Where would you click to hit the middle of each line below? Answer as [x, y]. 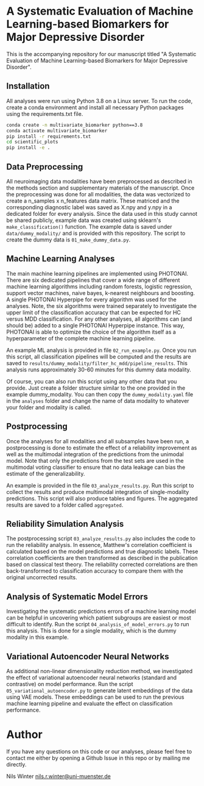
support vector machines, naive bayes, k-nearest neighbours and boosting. [101, 293]
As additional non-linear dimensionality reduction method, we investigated [100, 671]
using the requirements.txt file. [45, 113]
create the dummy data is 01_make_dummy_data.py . [69, 240]
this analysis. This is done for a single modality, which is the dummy [91, 631]
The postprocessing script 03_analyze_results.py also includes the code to [101, 538]
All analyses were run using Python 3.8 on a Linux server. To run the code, [100, 101]
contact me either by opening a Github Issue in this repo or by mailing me [98, 758]
